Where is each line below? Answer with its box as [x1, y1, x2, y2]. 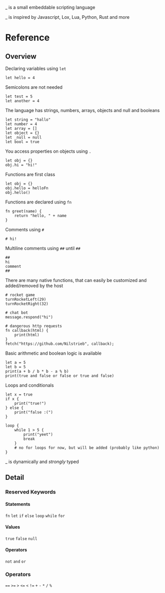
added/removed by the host [5, 283, 63, 289]
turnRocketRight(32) [5, 301, 49, 306]
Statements [5, 501, 30, 507]
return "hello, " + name [14, 213, 67, 218]
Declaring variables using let [5, 65, 67, 72]
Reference [5, 32, 50, 44]
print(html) [14, 332, 39, 337]
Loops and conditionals [5, 382, 54, 388]
